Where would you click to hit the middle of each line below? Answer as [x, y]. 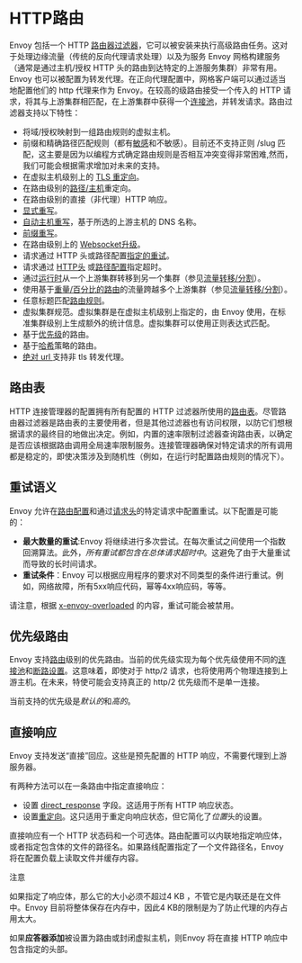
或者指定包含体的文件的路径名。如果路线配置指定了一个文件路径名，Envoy [147, 847]
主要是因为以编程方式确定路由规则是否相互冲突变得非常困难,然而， [169, 154]
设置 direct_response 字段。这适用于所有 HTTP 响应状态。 [130, 805]
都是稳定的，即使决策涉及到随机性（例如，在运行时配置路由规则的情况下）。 [149, 456]
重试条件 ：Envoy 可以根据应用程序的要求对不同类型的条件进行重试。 [149, 575]
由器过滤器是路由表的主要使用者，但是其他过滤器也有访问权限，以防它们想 [147, 422]
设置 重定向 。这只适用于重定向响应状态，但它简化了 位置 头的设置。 [144, 816]
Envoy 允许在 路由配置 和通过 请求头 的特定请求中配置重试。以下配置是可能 [144, 510]
